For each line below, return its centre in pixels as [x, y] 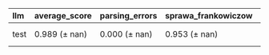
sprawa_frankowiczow [209, 16]
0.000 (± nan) [126, 34]
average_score [63, 16]
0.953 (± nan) [192, 34]
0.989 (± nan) [61, 34]
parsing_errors [128, 16]
